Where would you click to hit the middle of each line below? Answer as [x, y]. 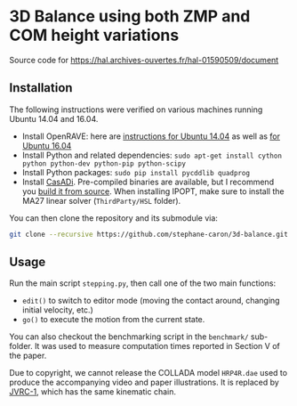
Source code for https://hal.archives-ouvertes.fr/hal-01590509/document [144, 60]
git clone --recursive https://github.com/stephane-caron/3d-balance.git [149, 234]
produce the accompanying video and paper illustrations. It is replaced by [144, 382]
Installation [41, 88]
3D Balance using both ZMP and [130, 16]
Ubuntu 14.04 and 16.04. [54, 118]
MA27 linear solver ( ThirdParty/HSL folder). [101, 200]
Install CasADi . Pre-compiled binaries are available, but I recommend [148, 182]
